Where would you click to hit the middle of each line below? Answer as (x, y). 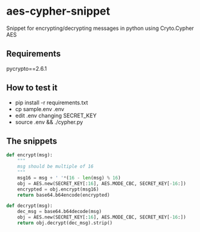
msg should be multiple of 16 (56, 167)
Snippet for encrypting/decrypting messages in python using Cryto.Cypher (100, 28)
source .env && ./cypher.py (49, 122)
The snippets (32, 141)
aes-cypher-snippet (58, 11)
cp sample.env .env (40, 109)
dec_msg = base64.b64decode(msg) (60, 212)
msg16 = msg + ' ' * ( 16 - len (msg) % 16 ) (69, 178)
